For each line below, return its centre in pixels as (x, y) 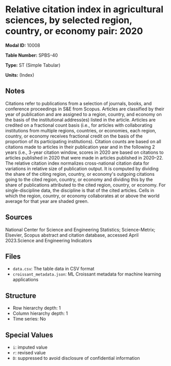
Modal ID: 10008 (23, 45)
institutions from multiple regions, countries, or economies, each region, (81, 130)
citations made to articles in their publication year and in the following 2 (80, 147)
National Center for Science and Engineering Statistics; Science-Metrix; (80, 230)
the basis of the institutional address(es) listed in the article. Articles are (81, 120)
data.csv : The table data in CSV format (53, 269)
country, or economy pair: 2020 (74, 31)
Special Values (29, 335)
